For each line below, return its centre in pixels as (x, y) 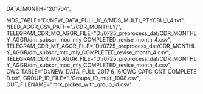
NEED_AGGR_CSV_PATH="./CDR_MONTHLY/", (64, 27)
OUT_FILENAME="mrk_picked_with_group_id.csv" (69, 84)
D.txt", (14, 78)
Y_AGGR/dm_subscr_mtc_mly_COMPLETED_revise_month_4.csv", (88, 52)
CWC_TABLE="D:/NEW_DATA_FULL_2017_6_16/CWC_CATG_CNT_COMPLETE (102, 71)
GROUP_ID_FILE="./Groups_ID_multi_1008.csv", (82, 78)
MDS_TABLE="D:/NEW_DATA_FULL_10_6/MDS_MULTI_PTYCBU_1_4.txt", (96, 20)
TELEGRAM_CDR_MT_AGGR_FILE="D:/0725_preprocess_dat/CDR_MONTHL (101, 46)
